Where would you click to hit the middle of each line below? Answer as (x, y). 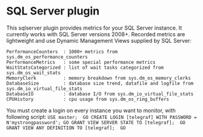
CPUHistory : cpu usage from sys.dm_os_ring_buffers (88, 99)
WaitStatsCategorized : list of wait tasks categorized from (85, 68)
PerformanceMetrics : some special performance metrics (81, 62)
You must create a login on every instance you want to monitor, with (91, 110)
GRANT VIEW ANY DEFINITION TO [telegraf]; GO (66, 128)
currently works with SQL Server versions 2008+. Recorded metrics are (96, 34)
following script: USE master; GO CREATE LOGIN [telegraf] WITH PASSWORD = (101, 116)
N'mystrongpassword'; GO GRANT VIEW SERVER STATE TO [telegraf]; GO (96, 123)
